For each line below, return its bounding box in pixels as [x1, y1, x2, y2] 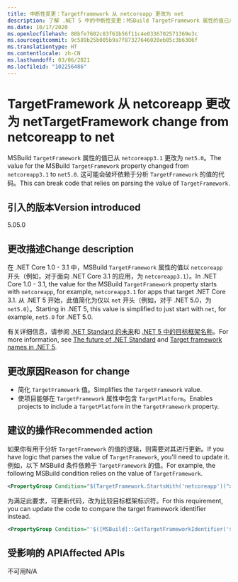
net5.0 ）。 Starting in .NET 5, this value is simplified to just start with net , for [7, 305, 227, 313]
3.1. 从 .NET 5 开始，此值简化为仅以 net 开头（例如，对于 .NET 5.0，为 [7, 296, 212, 305]
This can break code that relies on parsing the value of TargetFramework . [20, 179, 230, 187]
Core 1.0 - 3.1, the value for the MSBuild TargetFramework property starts [7, 280, 217, 289]
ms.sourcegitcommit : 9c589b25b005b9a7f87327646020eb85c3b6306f [7, 37, 198, 44]
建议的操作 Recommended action [7, 425, 154, 437]
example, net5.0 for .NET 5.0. [7, 313, 93, 321]
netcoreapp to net [7, 129, 115, 145]
